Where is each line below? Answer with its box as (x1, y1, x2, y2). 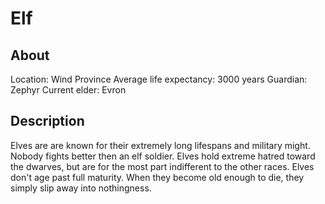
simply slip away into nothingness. (10, 182, 152, 194)
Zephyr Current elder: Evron (10, 84, 127, 96)
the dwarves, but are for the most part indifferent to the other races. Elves (10, 160, 315, 172)
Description (10, 113, 85, 130)
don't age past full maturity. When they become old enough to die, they (10, 171, 305, 183)
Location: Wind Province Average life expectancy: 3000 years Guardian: (10, 73, 308, 85)
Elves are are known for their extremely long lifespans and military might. (10, 139, 311, 151)
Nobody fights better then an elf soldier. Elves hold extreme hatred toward (10, 150, 316, 162)
